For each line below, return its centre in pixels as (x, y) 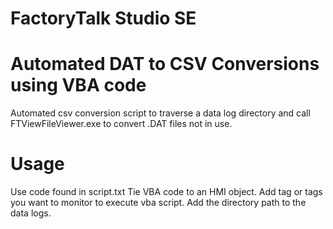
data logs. (31, 213)
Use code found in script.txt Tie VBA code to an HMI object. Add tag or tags (166, 192)
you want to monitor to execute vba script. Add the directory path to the (158, 203)
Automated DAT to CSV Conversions (165, 64)
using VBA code (78, 85)
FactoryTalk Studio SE (103, 18)
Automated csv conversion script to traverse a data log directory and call (160, 113)
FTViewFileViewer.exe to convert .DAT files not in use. (121, 124)
